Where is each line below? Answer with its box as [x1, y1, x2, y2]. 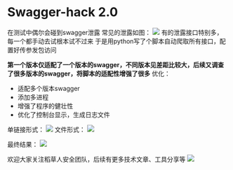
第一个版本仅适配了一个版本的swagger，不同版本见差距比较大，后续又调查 [7, 60, 225, 69]
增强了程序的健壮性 [17, 101, 74, 110]
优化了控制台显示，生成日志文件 [17, 110, 110, 119]
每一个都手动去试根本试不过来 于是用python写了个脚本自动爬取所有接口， [7, 36, 220, 45]
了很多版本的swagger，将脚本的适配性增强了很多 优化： [7, 69, 171, 78]
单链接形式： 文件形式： [7, 125, 86, 134]
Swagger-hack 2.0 [7, 4, 118, 20]
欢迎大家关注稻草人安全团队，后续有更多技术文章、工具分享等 [7, 155, 186, 163]
